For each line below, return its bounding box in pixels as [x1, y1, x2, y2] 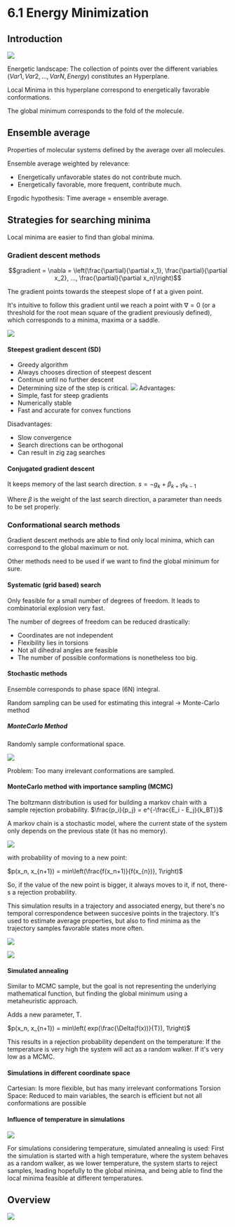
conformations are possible [7, 1099, 86, 1108]
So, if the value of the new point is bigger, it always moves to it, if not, [7, 880, 208, 889]
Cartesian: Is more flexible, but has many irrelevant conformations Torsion [7, 1084, 221, 1092]
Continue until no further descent [17, 375, 114, 384]
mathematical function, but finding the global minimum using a [7, 989, 188, 998]
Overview [7, 1194, 51, 1206]
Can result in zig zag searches [17, 448, 105, 457]
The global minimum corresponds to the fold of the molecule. [7, 107, 184, 115]
